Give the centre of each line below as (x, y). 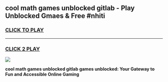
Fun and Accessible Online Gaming (42, 74)
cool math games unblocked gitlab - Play (70, 8)
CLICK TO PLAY (24, 30)
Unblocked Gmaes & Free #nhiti (55, 16)
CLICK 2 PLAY (22, 49)
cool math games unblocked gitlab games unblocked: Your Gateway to (80, 69)
